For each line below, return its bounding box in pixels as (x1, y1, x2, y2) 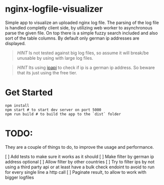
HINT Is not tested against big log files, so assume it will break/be (17, 50, 149, 56)
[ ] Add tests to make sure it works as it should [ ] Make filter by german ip (5, 153, 154, 160)
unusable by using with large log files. (17, 55, 94, 61)
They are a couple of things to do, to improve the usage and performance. (5, 144, 154, 150)
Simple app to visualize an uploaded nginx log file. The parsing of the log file (5, 20, 159, 25)
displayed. (5, 40, 26, 46)
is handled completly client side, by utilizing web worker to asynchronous (5, 24, 153, 30)
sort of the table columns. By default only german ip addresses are (5, 35, 140, 41)
